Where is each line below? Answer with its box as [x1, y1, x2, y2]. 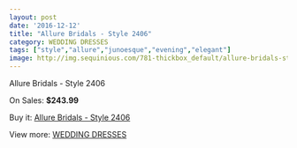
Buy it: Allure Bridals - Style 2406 [9, 112, 131, 122]
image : [9, 54, 34, 63]
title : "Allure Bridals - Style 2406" [9, 29, 152, 38]
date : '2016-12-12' [9, 21, 81, 30]
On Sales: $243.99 [9, 95, 80, 106]
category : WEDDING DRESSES [9, 37, 109, 47]
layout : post [9, 12, 57, 22]
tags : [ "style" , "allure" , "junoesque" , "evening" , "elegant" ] [9, 46, 232, 55]
